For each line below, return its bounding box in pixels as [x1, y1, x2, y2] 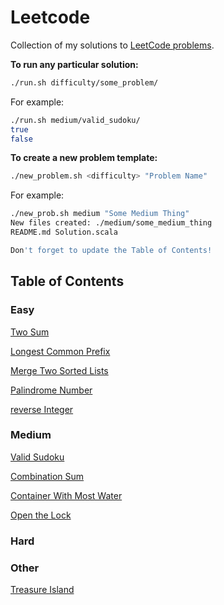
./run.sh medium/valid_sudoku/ [10, 115, 141, 125]
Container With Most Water [10, 489, 123, 501]
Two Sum [10, 326, 50, 338]
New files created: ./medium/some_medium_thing [10, 218, 213, 228]
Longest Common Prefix [10, 345, 111, 357]
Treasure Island [10, 584, 75, 596]
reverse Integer [10, 403, 74, 415]
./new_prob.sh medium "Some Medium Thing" [10, 209, 190, 219]
